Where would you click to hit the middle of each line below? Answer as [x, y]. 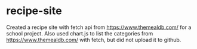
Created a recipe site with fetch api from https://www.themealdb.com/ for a [99, 27]
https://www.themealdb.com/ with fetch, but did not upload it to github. [94, 40]
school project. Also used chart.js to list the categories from [80, 33]
